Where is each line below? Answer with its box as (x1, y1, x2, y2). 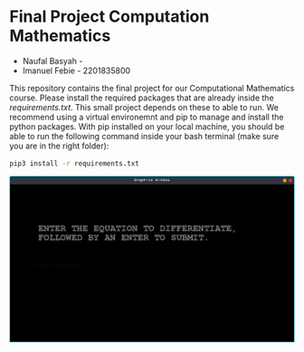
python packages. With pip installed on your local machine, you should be (9, 120, 285, 132)
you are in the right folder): (9, 140, 109, 151)
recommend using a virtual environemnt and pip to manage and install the (9, 111, 284, 122)
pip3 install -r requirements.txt (9, 158, 140, 168)
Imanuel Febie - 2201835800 (22, 65, 131, 76)
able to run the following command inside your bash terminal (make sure (9, 130, 280, 141)
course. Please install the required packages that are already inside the (9, 92, 274, 103)
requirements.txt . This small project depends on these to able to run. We (9, 101, 279, 112)
